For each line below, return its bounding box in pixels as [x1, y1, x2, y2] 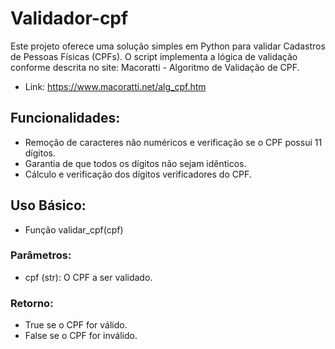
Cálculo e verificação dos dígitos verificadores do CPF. [24, 168, 252, 180]
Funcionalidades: [10, 110, 121, 127]
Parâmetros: [10, 248, 72, 262]
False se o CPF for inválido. [24, 330, 138, 342]
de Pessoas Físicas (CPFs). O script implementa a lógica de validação [10, 50, 298, 62]
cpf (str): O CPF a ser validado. [24, 271, 153, 283]
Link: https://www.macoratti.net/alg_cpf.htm [24, 80, 207, 92]
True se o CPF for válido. [24, 319, 128, 331]
